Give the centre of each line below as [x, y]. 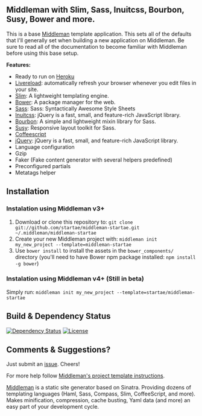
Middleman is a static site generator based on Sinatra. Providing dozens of [99, 388]
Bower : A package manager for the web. [65, 102]
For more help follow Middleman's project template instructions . [86, 376]
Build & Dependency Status [58, 316]
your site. [27, 89]
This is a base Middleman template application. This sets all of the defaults [99, 34]
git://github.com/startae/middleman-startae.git [77, 228]
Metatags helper [35, 172]
